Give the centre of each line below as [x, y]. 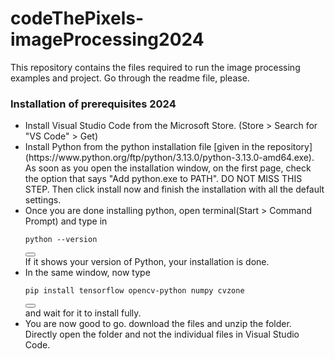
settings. [43, 200]
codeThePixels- [77, 18]
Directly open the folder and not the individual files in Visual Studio [162, 334]
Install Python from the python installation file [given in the [144, 147]
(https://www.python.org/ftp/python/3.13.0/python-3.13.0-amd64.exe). [169, 158]
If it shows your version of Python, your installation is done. [147, 262]
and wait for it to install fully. [83, 313]
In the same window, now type [87, 273]
